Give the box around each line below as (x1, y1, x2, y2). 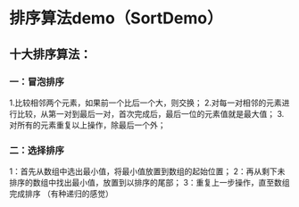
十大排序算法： (9, 46, 92, 62)
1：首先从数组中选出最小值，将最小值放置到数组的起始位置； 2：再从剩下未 (9, 166, 286, 177)
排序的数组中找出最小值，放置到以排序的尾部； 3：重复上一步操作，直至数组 (9, 178, 290, 188)
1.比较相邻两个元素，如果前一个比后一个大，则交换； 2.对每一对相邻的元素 (9, 97, 283, 108)
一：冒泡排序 (9, 75, 65, 87)
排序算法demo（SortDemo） (9, 8, 223, 29)
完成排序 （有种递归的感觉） (9, 188, 113, 199)
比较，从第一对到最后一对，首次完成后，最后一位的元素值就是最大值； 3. (16, 108, 285, 119)
